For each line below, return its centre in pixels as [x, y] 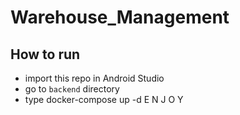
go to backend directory [72, 89]
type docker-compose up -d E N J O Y [104, 99]
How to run [45, 54]
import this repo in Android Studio [94, 78]
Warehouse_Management [120, 17]
